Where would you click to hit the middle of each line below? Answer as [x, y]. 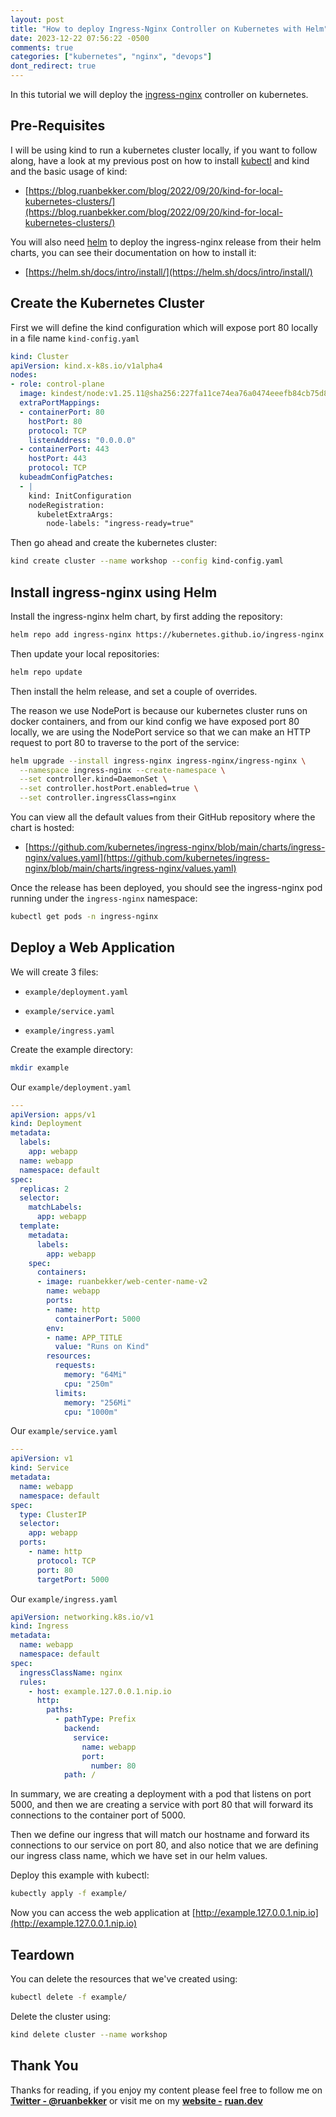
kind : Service [40, 1468]
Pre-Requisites [58, 126]
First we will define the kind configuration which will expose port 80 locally [164, 327]
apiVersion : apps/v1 [53, 1114]
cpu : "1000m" [90, 1412]
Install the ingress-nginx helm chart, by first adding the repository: [146, 616]
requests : [75, 1366]
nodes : [24, 375]
